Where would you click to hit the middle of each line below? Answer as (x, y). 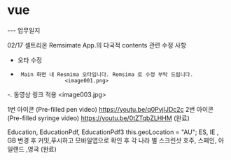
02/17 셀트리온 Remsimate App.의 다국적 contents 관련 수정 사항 (97, 45)
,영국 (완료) (41, 149)
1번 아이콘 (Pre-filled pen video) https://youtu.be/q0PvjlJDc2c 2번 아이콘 (111, 109)
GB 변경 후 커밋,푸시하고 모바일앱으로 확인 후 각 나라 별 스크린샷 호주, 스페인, (112, 140)
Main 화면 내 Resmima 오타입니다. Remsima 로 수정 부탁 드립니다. (107, 74)
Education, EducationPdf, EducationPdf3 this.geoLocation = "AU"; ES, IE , (113, 132)
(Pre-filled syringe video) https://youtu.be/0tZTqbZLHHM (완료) (99, 118)
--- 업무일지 (24, 30)
